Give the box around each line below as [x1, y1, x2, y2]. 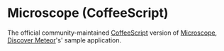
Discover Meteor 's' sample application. [7, 35, 122, 44]
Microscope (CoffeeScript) [7, 5, 169, 21]
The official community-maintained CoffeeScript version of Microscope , [7, 28, 218, 37]
